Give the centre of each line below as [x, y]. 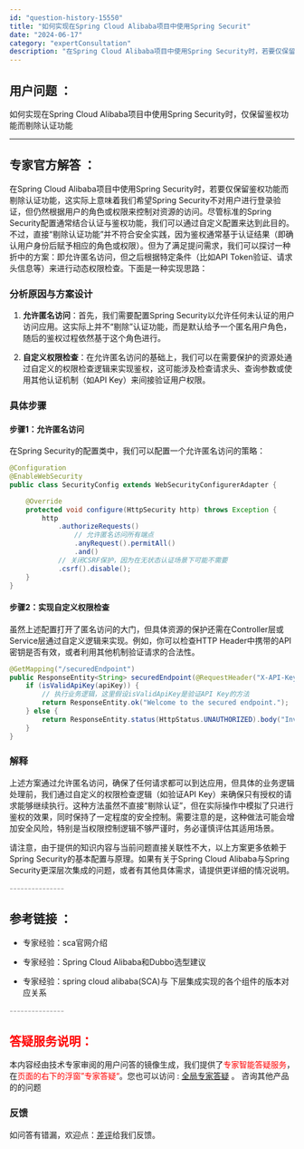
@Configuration [38, 468]
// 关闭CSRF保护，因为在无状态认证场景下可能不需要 [142, 560]
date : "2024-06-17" [46, 34]
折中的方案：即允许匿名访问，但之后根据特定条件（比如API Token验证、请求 [151, 257]
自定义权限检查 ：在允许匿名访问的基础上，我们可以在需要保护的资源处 [153, 357]
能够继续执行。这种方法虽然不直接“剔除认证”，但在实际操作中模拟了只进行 [155, 805]
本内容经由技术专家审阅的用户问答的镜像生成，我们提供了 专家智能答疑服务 [148, 1065]
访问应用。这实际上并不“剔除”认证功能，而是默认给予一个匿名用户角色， [157, 326]
